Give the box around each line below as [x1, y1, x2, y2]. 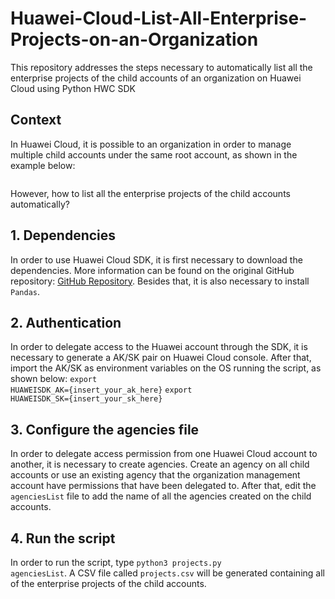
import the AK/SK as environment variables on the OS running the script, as [10, 362, 322, 374]
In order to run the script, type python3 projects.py [10, 557, 222, 568]
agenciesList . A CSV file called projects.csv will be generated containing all [10, 567, 325, 579]
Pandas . [10, 285, 40, 297]
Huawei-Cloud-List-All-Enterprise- [10, 7, 308, 30]
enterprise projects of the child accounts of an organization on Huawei [10, 72, 302, 84]
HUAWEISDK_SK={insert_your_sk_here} [10, 394, 163, 404]
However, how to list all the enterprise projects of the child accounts [10, 187, 291, 199]
